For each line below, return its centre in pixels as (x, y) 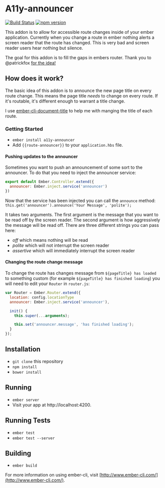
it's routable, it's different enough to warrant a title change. (65, 101)
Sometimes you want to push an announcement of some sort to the (74, 168)
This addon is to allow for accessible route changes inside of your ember (80, 32)
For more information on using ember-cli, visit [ (53, 475)
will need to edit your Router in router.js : (48, 284)
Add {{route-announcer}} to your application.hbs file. (68, 145)
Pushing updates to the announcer (42, 156)
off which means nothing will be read (50, 240)
